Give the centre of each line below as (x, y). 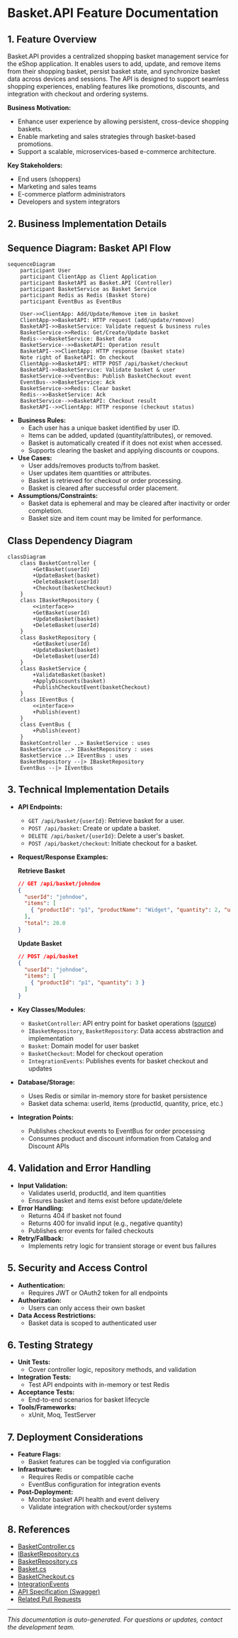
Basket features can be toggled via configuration (100, 1462)
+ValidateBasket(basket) (69, 675)
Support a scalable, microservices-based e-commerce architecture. (117, 151)
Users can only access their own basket (86, 1307)
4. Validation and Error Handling (79, 1168)
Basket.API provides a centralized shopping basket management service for (118, 56)
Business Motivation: (39, 107)
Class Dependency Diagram (70, 541)
